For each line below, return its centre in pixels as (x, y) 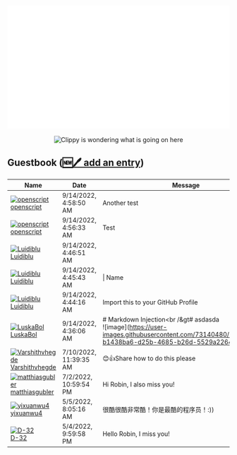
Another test (120, 203)
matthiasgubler (32, 391)
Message (186, 185)
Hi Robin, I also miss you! (138, 384)
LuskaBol (24, 335)
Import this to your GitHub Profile (150, 302)
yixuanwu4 (26, 413)
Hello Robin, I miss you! (136, 434)
